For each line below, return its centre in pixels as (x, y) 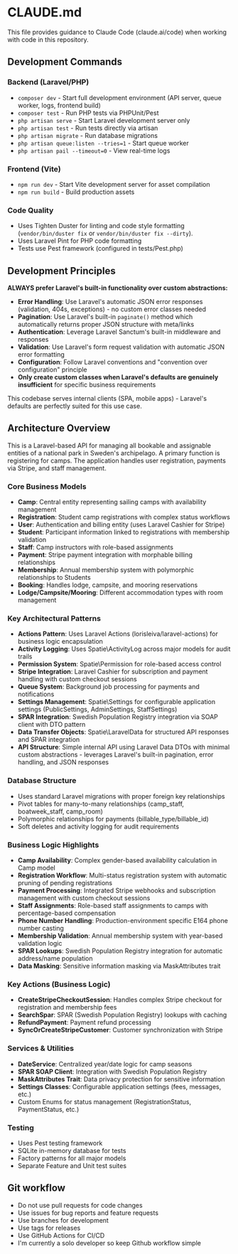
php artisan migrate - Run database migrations (88, 135)
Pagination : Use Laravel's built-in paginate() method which (105, 317)
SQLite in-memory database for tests (72, 1150)
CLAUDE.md (45, 12)
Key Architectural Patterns (54, 619)
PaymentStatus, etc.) (48, 1109)
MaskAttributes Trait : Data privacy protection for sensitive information (121, 1079)
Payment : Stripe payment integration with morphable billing (105, 555)
